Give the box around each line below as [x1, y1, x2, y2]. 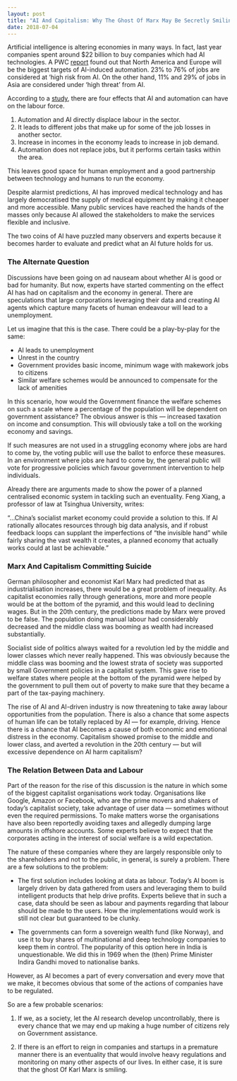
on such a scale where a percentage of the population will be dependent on [7, 404, 227, 413]
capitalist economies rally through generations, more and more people [7, 592, 212, 600]
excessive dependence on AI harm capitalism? [7, 748, 142, 756]
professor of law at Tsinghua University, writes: [7, 500, 145, 508]
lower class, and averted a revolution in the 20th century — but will [7, 740, 202, 748]
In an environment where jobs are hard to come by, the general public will [7, 456, 221, 464]
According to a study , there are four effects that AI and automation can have [7, 94, 229, 103]
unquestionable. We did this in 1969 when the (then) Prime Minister [17, 950, 213, 959]
